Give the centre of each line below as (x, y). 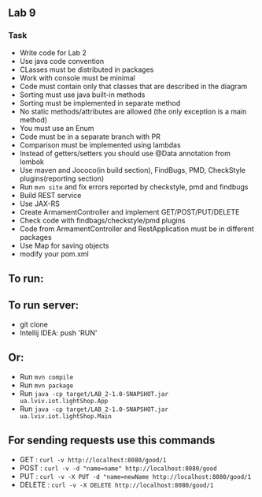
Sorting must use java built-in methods (82, 95)
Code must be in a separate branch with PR (90, 136)
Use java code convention (62, 61)
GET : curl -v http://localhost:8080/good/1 (93, 459)
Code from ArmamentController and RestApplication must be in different (137, 229)
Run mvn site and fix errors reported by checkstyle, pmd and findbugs (134, 187)
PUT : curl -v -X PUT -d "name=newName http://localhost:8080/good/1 (135, 476)
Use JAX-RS (40, 204)
